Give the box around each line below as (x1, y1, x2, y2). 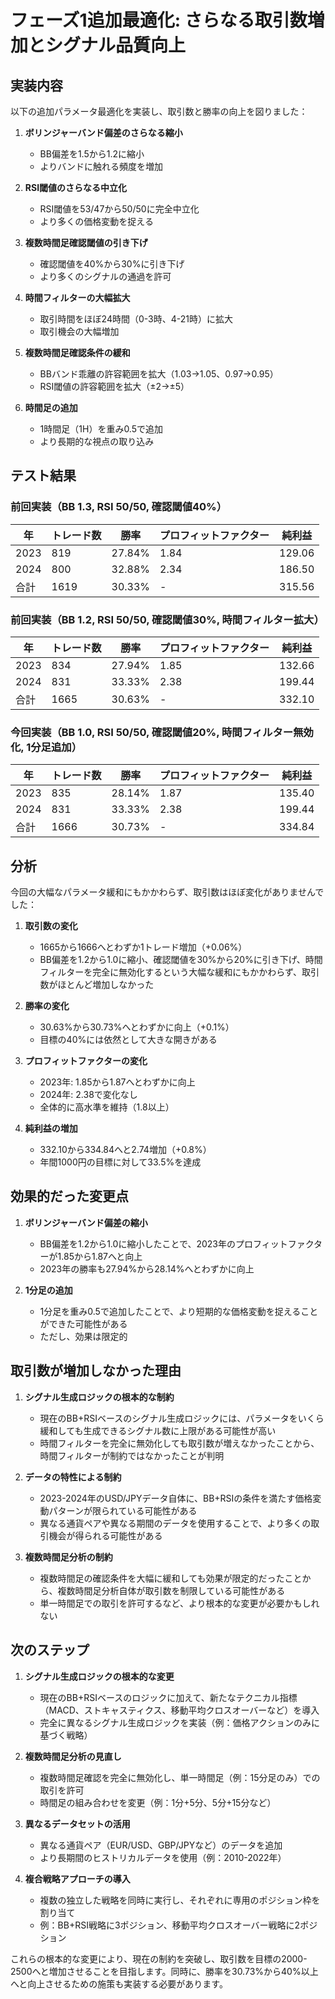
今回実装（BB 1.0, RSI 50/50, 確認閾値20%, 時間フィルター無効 (10, 725, 314, 739)
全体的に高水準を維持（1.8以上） (39, 1101, 175, 1113)
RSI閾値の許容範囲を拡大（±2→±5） (39, 381, 190, 392)
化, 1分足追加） (10, 740, 83, 754)
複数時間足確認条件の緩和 (24, 347, 131, 358)
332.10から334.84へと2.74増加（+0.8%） (39, 1144, 212, 1156)
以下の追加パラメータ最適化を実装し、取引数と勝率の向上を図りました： (10, 106, 308, 117)
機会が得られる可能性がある (48, 1529, 163, 1541)
